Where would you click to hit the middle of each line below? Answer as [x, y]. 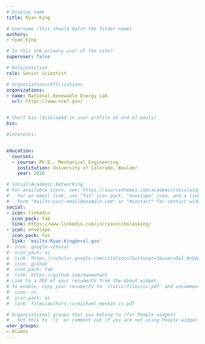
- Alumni [17, 332]
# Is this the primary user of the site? [60, 51]
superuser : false [28, 57]
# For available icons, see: [43, 190]
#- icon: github [27, 264]
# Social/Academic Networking [45, 185]
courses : [23, 156]
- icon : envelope [28, 230]
